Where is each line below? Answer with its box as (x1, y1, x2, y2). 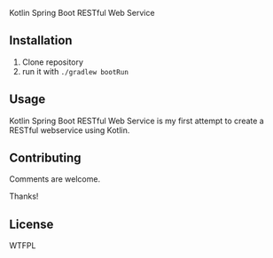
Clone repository (21, 57, 84, 67)
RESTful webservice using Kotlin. (9, 124, 130, 136)
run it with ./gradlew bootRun (21, 66, 129, 76)
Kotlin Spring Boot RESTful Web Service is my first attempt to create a (9, 115, 264, 126)
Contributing (9, 151, 82, 166)
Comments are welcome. (9, 174, 100, 184)
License (9, 216, 54, 231)
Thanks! (9, 191, 39, 202)
